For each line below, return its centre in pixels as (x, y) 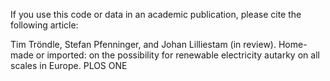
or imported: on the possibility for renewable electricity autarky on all (177, 55)
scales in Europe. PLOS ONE (69, 65)
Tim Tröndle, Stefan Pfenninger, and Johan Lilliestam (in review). (143, 44)
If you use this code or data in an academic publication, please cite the (156, 14)
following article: (44, 25)
